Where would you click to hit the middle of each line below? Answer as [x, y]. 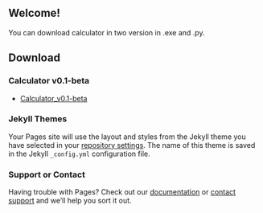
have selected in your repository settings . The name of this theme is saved [132, 145]
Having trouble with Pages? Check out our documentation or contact [122, 192]
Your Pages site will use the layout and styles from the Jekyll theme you [127, 137]
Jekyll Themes [38, 119]
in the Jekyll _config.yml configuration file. [79, 154]
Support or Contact [47, 174]
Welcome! [34, 13]
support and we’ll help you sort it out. [70, 201]
